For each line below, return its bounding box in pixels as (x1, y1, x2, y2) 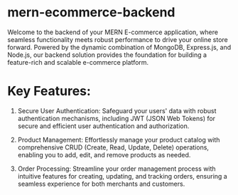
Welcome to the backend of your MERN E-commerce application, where (7, 28, 219, 36)
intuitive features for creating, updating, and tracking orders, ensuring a (17, 172, 227, 180)
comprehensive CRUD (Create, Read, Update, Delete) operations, (17, 143, 210, 152)
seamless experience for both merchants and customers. (17, 179, 185, 188)
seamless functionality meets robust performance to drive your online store (7, 35, 229, 43)
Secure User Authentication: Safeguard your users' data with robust (17, 106, 217, 115)
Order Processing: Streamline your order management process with (17, 164, 216, 173)
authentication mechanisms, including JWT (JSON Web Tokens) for (17, 114, 215, 122)
